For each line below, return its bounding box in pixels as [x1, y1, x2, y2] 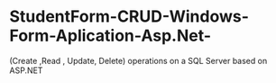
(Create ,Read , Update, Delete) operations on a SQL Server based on [9, 55, 268, 66]
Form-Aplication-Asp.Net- [9, 25, 212, 46]
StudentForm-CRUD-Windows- [9, 6, 250, 27]
